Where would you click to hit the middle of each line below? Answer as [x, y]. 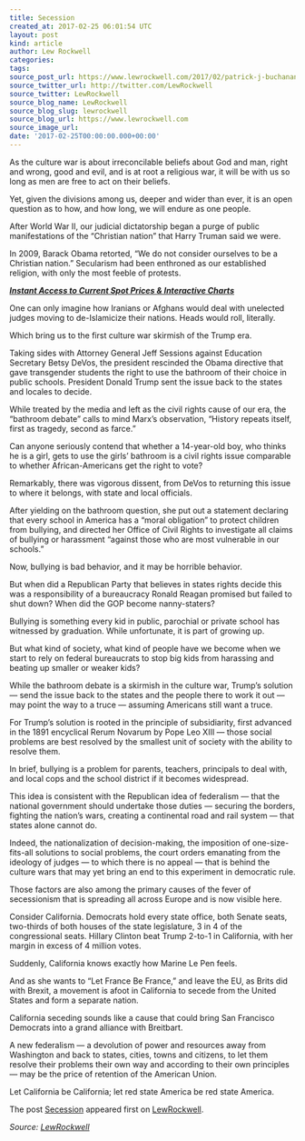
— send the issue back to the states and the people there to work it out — [148, 695]
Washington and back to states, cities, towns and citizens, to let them [139, 1055]
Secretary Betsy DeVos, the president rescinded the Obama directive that [147, 362]
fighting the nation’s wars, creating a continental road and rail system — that [152, 816]
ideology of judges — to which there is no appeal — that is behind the [140, 862]
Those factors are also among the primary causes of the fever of [130, 889]
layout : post [34, 35]
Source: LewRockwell [49, 1126]
